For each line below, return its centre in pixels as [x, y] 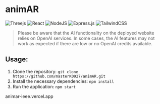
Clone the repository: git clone [45, 71]
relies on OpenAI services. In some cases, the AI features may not [86, 38]
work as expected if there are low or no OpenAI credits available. [85, 43]
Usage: [17, 60]
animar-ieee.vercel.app [30, 96]
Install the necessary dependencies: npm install [63, 81]
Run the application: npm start [44, 86]
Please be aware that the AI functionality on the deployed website [86, 33]
